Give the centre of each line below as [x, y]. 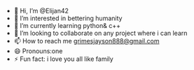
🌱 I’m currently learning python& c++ [67, 26]
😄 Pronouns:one [38, 51]
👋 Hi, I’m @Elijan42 [41, 11]
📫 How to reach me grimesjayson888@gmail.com [86, 41]
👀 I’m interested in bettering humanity [68, 18]
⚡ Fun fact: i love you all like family [63, 59]
